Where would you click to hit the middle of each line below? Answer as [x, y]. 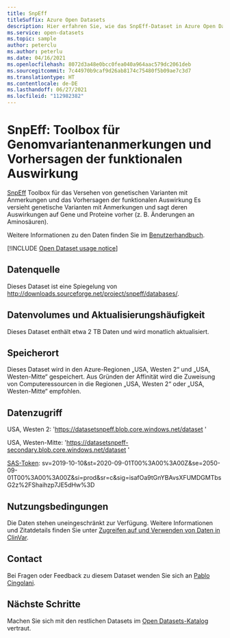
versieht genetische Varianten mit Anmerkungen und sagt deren [98, 207]
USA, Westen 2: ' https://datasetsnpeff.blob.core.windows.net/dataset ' [107, 429]
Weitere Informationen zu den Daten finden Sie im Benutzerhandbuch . [106, 235]
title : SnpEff [27, 13]
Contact [25, 559]
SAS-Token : [24, 463]
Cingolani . [21, 583]
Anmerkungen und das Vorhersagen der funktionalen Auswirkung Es [104, 200]
